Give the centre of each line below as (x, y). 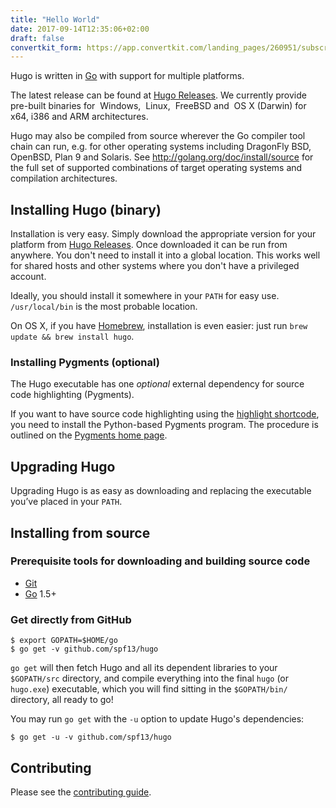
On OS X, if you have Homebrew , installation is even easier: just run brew (159, 326)
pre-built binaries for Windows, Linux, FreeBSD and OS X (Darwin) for (158, 106)
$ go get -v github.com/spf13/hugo (84, 649)
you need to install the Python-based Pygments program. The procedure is (164, 425)
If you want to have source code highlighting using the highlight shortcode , (165, 414)
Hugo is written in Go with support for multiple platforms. (127, 76)
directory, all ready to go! (62, 700)
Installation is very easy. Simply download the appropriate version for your (163, 234)
